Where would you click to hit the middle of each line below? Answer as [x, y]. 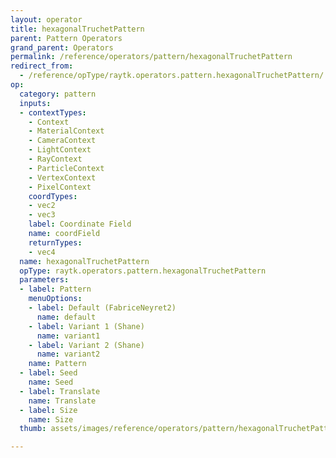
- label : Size [48, 410]
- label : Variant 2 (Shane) [86, 345]
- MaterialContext [66, 131]
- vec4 [42, 252]
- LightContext [60, 150]
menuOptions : [55, 299]
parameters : [44, 280]
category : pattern [58, 94]
